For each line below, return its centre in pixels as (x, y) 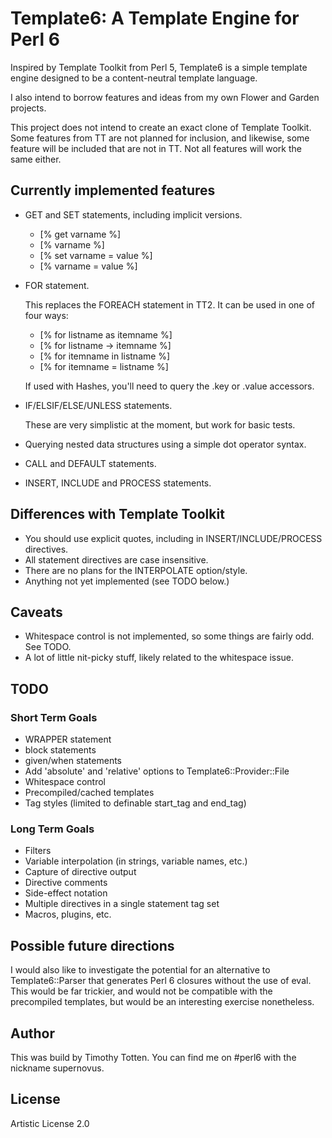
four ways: (46, 315)
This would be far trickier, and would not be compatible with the (141, 991)
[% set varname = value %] (96, 255)
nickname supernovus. (57, 1068)
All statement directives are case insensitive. (116, 559)
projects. (28, 108)
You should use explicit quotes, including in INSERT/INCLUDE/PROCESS (173, 538)
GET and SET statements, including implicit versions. (133, 214)
